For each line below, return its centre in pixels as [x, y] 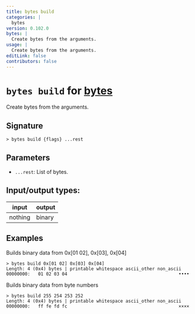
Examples [25, 238]
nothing [20, 217]
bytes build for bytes [59, 91]
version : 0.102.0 [28, 28]
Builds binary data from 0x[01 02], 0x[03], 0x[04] [66, 252]
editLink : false [26, 56]
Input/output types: [43, 191]
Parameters [28, 158]
